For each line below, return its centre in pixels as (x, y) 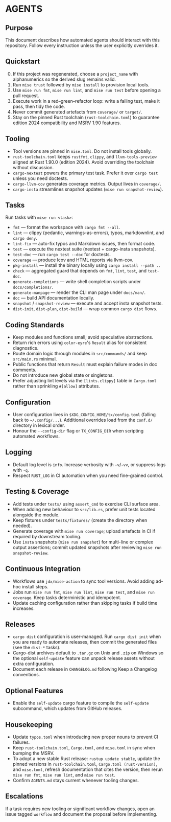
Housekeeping (29, 725)
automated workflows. (36, 436)
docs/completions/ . (33, 287)
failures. (21, 742)
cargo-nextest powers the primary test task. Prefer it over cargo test (85, 173)
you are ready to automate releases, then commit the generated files (85, 642)
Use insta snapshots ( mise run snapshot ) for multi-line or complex (83, 542)
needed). (22, 526)
